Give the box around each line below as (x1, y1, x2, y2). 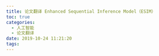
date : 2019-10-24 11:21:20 (6, 36, 72, 41)
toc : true (6, 14, 31, 20)
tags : (6, 41, 19, 47)
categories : (6, 19, 35, 25)
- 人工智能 (11, 24, 35, 31)
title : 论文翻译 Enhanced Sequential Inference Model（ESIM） (6, 8, 156, 15)
